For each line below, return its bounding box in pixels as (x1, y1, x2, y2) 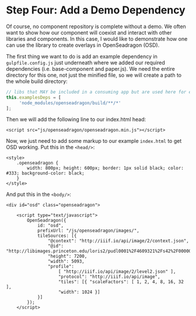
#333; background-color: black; (6, 170, 85, 176)
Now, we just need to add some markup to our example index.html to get (6, 138, 182, 145)
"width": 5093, (47, 259, 85, 265)
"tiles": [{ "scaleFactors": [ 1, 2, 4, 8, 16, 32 (58, 279, 184, 285)
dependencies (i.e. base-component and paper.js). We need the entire (6, 65, 175, 72)
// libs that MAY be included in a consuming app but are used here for (6, 89, 187, 95)
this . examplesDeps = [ (6, 94, 61, 100)
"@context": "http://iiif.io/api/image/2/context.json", (47, 238, 190, 244)
